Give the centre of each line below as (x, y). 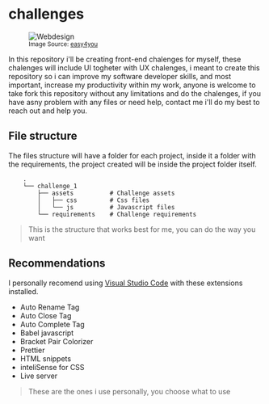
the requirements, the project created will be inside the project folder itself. (132, 164)
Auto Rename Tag (50, 307)
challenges (46, 14)
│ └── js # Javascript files (106, 207)
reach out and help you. (48, 111)
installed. (23, 291)
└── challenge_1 (50, 186)
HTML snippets (45, 358)
